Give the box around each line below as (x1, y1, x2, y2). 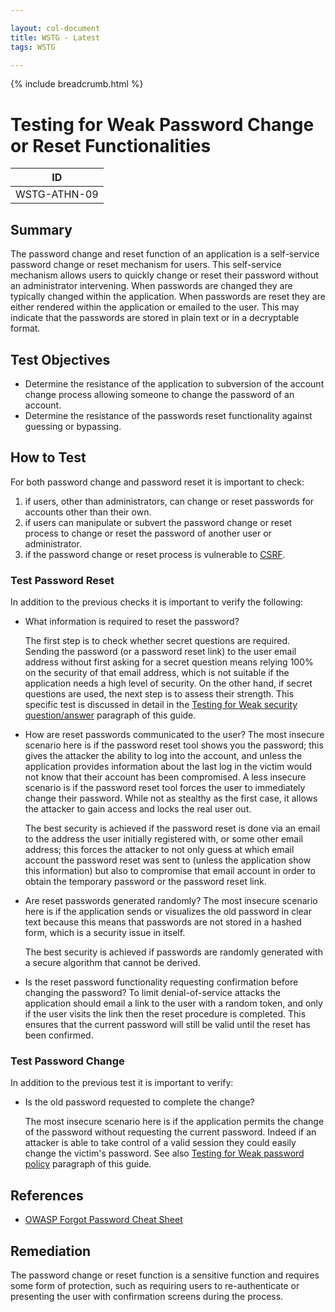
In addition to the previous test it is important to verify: (10, 1077, 234, 1089)
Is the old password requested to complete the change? (24, 1096, 255, 1108)
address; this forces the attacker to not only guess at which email (24, 844, 295, 856)
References (10, 1187, 84, 1204)
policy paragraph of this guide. (24, 1158, 152, 1170)
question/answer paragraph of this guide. (24, 709, 197, 721)
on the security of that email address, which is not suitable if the (24, 667, 290, 679)
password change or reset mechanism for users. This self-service (10, 259, 282, 271)
